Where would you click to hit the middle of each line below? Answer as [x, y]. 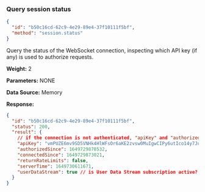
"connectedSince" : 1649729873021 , [61, 155]
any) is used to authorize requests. [50, 57]
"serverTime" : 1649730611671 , [56, 166]
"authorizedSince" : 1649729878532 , [63, 149]
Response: [20, 104]
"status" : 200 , [31, 127]
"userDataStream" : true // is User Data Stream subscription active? [108, 172]
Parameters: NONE [31, 80]
